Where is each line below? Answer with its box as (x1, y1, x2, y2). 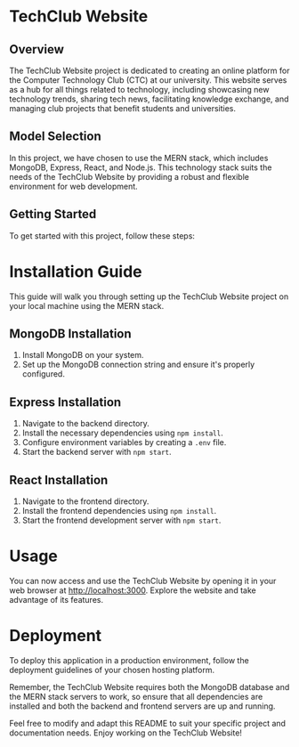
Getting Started (9, 207, 97, 222)
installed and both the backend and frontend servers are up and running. (9, 701, 276, 711)
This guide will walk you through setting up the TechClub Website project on (9, 291, 289, 302)
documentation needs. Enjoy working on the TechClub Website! (9, 727, 243, 738)
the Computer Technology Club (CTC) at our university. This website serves (9, 75, 287, 85)
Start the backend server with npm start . (21, 447, 172, 458)
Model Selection (9, 129, 102, 144)
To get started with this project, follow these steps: (9, 230, 196, 241)
